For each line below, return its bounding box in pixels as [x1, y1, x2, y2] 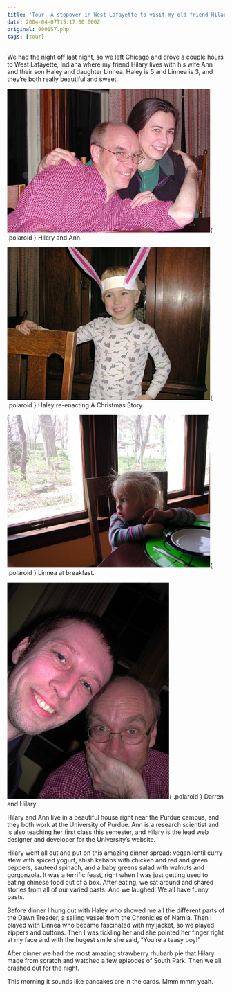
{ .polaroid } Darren [168, 792, 224, 801]
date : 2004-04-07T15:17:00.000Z [7, 18, 100, 26]
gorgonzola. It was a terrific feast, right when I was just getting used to [7, 871, 209, 879]
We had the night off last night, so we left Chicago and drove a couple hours [7, 53, 224, 62]
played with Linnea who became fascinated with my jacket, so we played [7, 921, 215, 930]
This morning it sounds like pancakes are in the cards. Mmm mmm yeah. [7, 977, 214, 986]
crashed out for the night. [7, 964, 80, 973]
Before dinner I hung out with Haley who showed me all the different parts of [7, 906, 225, 914]
